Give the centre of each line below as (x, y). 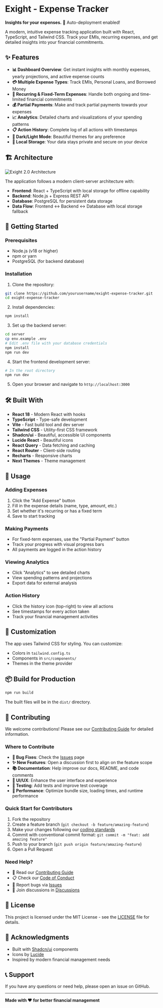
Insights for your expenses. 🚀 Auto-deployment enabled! (63, 22)
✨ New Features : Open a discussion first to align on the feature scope (82, 763)
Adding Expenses (26, 490)
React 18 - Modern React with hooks (49, 415)
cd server (15, 334)
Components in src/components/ (44, 658)
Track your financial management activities (55, 616)
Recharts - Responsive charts (42, 456)
